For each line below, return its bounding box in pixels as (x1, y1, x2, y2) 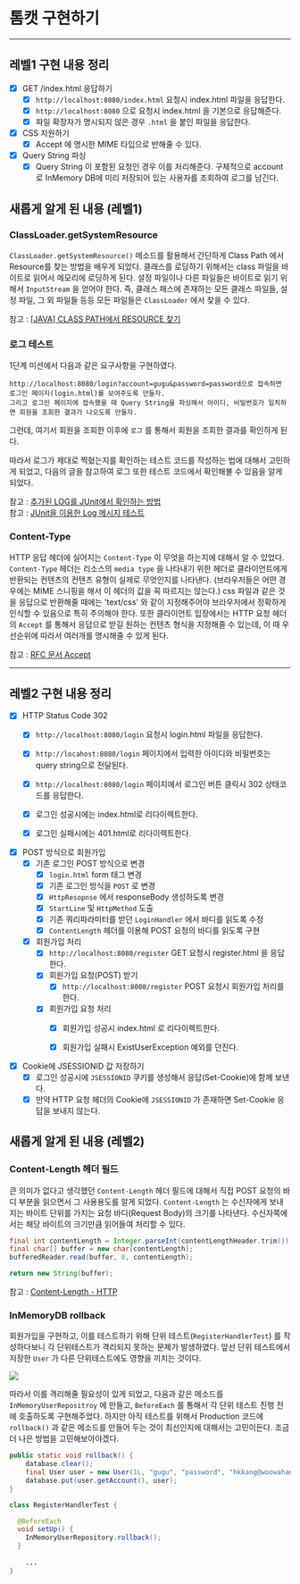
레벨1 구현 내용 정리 (9, 57, 110, 72)
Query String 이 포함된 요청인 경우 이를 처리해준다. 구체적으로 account (35, 162, 284, 172)
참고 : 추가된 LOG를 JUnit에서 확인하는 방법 (9, 497, 162, 507)
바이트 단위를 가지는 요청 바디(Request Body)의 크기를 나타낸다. (25, 1207, 250, 1218)
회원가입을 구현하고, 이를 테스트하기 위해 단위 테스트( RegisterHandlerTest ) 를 (9, 1330, 281, 1341)
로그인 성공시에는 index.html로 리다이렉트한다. (35, 809, 198, 819)
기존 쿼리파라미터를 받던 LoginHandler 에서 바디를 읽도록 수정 (48, 914, 264, 925)
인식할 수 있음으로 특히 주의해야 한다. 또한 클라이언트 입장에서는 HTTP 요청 (9, 608, 271, 618)
